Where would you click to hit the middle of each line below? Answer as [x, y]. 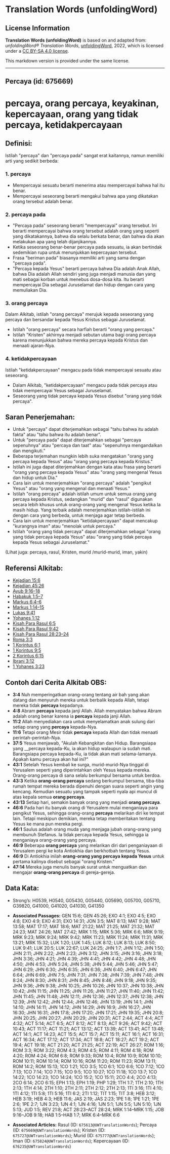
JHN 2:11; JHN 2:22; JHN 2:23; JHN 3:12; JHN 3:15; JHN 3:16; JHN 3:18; [88, 953]
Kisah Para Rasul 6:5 [34, 623]
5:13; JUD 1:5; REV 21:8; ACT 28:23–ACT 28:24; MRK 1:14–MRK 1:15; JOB [88, 1109]
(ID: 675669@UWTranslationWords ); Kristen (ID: [59, 1130]
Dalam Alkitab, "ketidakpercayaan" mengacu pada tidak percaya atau [85, 385]
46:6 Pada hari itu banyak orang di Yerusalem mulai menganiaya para [85, 808]
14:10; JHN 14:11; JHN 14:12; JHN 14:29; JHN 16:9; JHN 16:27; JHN [82, 1007]
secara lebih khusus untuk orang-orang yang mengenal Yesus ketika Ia [87, 505]
